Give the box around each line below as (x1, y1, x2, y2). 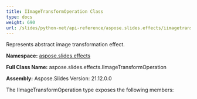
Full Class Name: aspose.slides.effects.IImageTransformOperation (6, 64, 167, 71)
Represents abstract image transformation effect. (6, 41, 125, 48)
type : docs (6, 14, 33, 20)
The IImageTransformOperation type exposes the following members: (6, 86, 174, 94)
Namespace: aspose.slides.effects (6, 52, 91, 59)
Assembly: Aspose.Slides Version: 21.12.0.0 (6, 75, 113, 82)
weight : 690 (6, 19, 35, 25)
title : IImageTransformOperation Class (6, 8, 104, 15)
